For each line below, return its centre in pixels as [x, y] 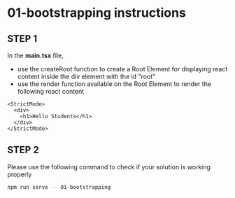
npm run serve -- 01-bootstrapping [59, 187]
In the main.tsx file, [36, 55]
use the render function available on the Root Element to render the [114, 84]
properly [20, 174]
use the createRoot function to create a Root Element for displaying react [122, 69]
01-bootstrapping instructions [97, 13]
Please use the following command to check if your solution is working [109, 167]
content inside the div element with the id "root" [86, 76]
